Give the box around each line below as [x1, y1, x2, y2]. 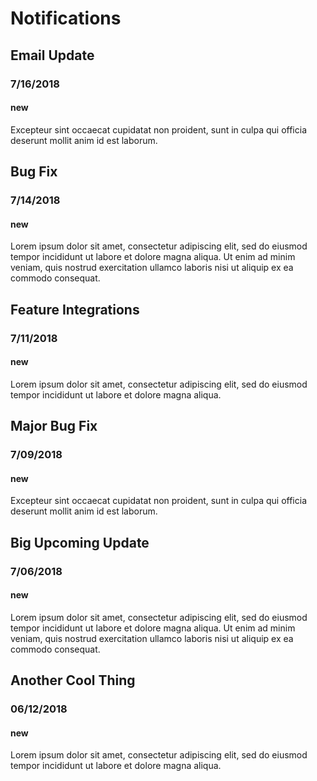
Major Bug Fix [10, 418, 98, 435]
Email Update [10, 47, 95, 64]
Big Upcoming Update [10, 534, 150, 551]
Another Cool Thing [10, 672, 136, 689]
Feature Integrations [10, 301, 140, 318]
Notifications [10, 7, 122, 30]
